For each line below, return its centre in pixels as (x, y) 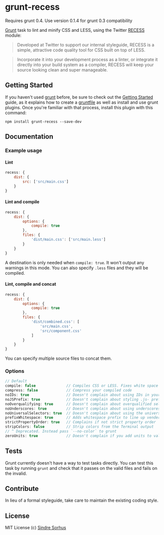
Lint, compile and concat (31, 284)
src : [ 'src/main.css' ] (46, 182)
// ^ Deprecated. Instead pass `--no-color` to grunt (61, 431)
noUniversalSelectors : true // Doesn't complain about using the (74, 413)
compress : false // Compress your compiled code (69, 391)
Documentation (29, 137)
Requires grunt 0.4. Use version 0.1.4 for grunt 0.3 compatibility (69, 21)
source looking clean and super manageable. (62, 70)
